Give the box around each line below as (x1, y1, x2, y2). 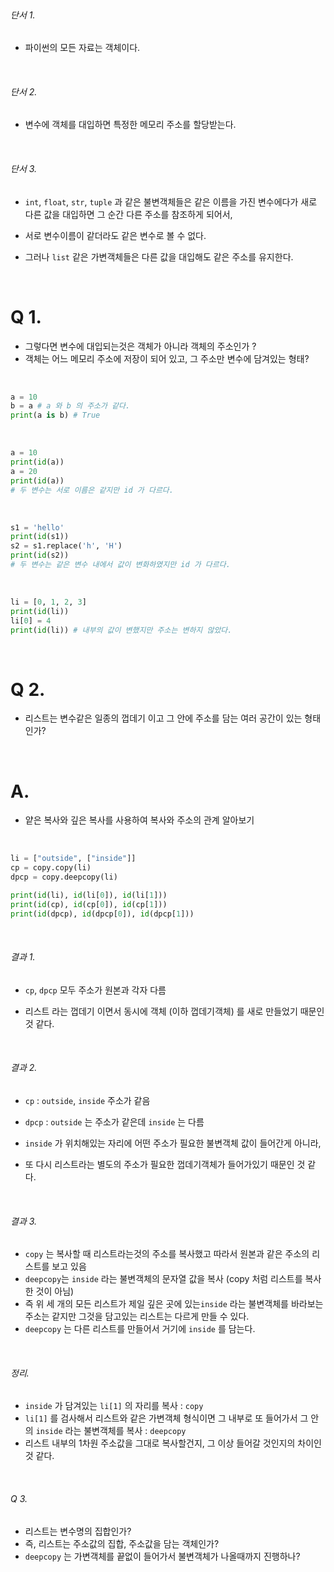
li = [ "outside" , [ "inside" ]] (10, 854, 137, 864)
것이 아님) (35, 1285, 75, 1298)
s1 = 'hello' (10, 522, 65, 533)
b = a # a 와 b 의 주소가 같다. (10, 401, 131, 411)
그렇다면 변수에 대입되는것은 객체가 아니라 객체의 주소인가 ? (24, 340, 257, 352)
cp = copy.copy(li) (10, 863, 92, 873)
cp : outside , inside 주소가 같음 (24, 1094, 151, 1106)
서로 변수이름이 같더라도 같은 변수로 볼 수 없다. (24, 229, 207, 241)
